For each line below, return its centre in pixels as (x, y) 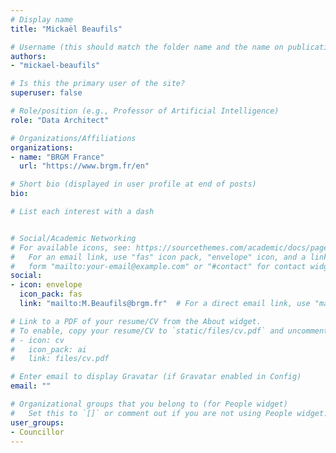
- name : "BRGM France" (57, 157)
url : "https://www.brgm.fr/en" (84, 166)
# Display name (42, 19)
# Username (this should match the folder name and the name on (147, 47)
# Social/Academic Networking (73, 238)
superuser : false (46, 93)
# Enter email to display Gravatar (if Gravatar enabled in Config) (156, 377)
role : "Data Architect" (60, 120)
